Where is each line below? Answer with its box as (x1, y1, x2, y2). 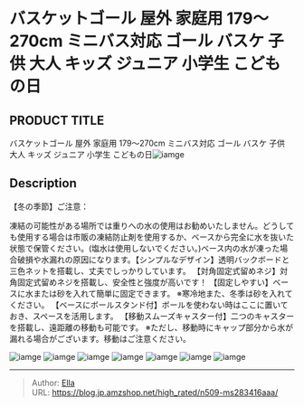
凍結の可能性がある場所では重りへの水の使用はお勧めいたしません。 (9, 220, 263, 231)
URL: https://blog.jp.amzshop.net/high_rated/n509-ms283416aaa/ (31, 386, 279, 398)
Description (9, 175, 77, 191)
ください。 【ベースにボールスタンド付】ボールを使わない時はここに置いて (9, 299, 289, 310)
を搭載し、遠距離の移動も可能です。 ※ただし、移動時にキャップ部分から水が (9, 322, 294, 333)
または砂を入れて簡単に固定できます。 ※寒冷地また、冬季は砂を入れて (33, 288, 293, 298)
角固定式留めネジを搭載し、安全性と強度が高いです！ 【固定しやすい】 (9, 277, 273, 288)
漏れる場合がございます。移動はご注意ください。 (9, 333, 192, 344)
